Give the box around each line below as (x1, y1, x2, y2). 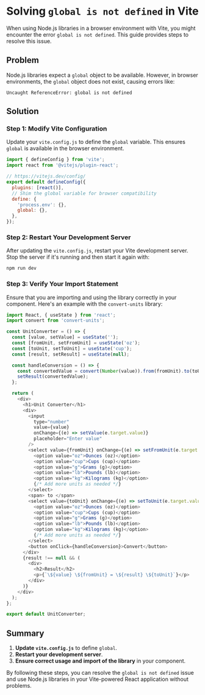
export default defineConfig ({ (6, 179, 86, 185)
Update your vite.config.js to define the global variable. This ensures (6, 139, 186, 146)
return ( (12, 391, 34, 397)
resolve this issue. (6, 37, 52, 45)
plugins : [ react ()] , (12, 184, 64, 190)
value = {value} (33, 424, 70, 431)
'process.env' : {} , (17, 201, 67, 208)
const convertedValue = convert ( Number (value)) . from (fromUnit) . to (17, 368, 190, 374)
